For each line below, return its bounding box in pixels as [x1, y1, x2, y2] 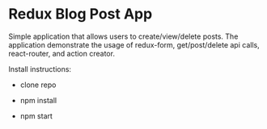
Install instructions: [8, 64, 71, 73]
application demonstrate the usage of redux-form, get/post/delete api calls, [8, 40, 261, 49]
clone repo [19, 80, 57, 89]
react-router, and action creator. [8, 48, 116, 58]
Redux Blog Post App [8, 5, 153, 23]
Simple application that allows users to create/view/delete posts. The [8, 31, 239, 41]
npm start [19, 110, 53, 121]
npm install [19, 95, 57, 105]
